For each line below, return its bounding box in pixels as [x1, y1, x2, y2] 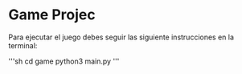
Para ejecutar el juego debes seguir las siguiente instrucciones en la [8, 32, 235, 42]
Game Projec [8, 6, 96, 24]
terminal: [8, 40, 38, 50]
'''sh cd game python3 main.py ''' [8, 56, 120, 66]
